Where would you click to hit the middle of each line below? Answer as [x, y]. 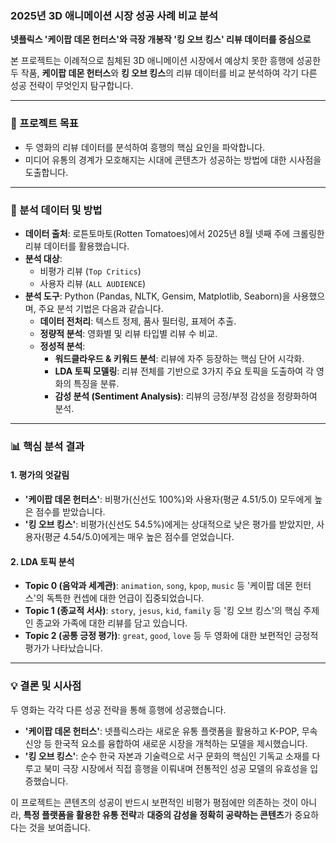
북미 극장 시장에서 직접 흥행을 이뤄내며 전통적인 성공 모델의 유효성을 [175, 768]
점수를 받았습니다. [70, 512]
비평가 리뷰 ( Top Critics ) [90, 271]
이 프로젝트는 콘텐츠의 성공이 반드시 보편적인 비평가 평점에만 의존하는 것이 [154, 802]
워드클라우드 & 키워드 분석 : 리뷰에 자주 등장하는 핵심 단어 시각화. [179, 358]
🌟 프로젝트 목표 [44, 124]
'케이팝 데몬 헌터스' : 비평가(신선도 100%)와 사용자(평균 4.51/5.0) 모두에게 [168, 499]
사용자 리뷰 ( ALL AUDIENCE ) [92, 283]
